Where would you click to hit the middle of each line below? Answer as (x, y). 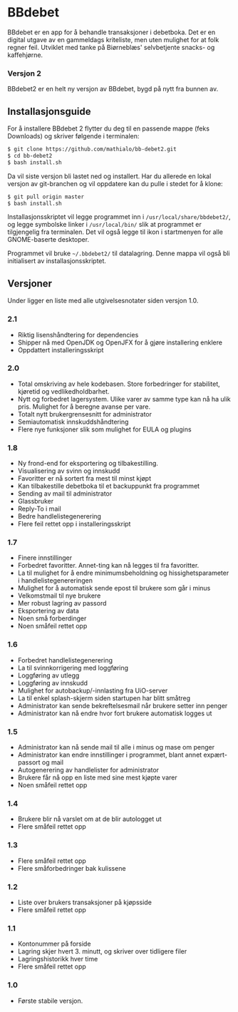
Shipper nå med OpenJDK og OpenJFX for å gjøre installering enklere (120, 342)
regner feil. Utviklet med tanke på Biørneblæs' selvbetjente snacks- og (111, 47)
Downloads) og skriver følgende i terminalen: (73, 136)
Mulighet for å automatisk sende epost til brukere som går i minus (114, 588)
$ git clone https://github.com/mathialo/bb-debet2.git (92, 149)
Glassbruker (36, 501)
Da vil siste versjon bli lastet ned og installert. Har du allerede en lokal (109, 176)
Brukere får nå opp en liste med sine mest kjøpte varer (97, 777)
